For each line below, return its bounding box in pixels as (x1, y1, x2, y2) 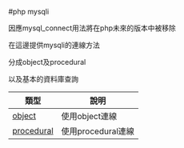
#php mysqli (8, 7, 50, 16)
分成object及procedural (8, 58, 86, 66)
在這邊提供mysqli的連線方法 (8, 40, 100, 50)
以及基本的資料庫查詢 (8, 74, 78, 83)
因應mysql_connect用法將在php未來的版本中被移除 (8, 23, 176, 33)
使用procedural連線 (61, 126, 134, 137)
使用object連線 (61, 111, 118, 122)
